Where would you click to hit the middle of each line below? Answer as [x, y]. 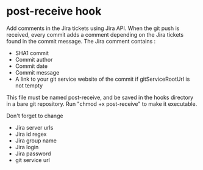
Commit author [34, 59]
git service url [32, 160]
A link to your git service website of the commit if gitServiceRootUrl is [102, 79]
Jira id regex [31, 134]
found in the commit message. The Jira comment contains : [81, 41]
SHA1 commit [32, 53]
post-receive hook [54, 11]
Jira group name [36, 140]
